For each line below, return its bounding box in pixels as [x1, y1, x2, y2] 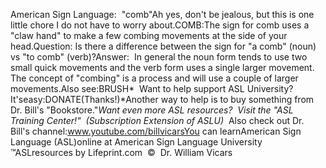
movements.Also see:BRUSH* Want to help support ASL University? [10, 83, 294, 94]
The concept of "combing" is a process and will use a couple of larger [10, 72, 299, 84]
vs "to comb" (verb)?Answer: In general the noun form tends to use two [10, 51, 308, 63]
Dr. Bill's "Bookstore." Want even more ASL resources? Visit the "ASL [10, 104, 294, 116]
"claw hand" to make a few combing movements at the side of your [10, 30, 288, 41]
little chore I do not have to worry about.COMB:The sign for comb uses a [10, 19, 310, 31]
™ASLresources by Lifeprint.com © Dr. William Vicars [10, 147, 233, 158]
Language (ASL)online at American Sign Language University [10, 136, 263, 148]
